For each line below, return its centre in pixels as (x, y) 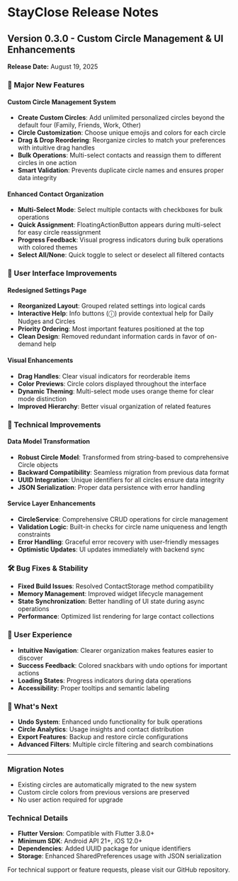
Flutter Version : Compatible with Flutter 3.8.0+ (86, 834)
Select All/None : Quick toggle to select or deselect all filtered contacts (121, 255)
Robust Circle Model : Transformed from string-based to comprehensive (123, 457)
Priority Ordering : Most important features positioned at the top (111, 329)
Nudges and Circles (46, 321)
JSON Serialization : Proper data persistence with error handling (111, 487)
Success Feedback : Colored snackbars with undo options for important (123, 665)
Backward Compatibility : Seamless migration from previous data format (123, 472)
